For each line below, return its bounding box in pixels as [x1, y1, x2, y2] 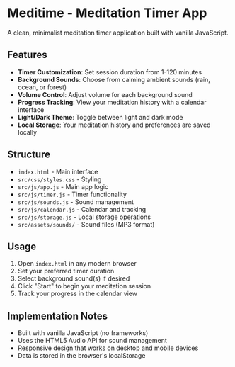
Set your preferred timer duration [17, 267, 115, 276]
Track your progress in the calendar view [17, 289, 138, 298]
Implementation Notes [7, 310, 108, 322]
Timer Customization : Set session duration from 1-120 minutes [17, 67, 202, 76]
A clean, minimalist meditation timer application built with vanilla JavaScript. [7, 28, 229, 37]
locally [17, 128, 38, 136]
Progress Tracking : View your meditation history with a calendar [17, 98, 207, 106]
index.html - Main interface [17, 167, 98, 176]
